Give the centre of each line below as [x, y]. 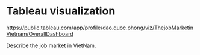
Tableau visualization [61, 11]
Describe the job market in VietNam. [51, 45]
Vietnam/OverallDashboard [40, 33]
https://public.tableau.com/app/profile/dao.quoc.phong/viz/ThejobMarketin [100, 27]
